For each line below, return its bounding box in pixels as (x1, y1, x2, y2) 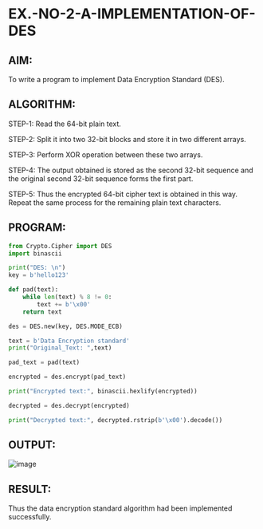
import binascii (8, 249, 62, 258)
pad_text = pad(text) (8, 358, 80, 367)
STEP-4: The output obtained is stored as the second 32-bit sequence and (8, 165, 253, 175)
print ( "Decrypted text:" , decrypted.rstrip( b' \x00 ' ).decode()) (8, 416, 223, 424)
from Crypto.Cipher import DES (8, 242, 112, 250)
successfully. (8, 512, 52, 522)
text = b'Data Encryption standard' (8, 337, 130, 345)
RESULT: (8, 482, 52, 495)
